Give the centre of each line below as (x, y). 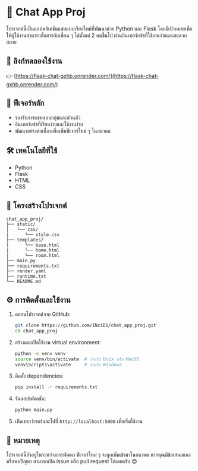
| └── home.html (33, 250)
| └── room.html (33, 256)
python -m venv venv (40, 353)
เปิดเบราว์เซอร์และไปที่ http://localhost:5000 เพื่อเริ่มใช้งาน (78, 421)
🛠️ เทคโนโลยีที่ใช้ (32, 150)
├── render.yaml (26, 271)
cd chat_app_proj (36, 331)
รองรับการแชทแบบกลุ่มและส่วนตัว (48, 117)
